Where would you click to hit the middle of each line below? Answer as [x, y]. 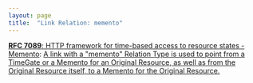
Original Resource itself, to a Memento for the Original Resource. [114, 70]
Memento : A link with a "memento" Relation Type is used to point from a [126, 54]
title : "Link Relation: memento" [66, 23]
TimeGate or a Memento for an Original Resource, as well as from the [122, 62]
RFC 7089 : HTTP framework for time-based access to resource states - [126, 45]
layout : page [30, 15]
